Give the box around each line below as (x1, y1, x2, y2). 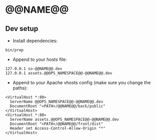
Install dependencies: (12, 38, 58, 44)
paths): (12, 85, 28, 91)
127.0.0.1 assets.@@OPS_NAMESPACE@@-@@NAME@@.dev (5, 71, 113, 76)
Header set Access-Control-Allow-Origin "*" (10, 126, 106, 131)
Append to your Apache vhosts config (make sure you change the (12, 80, 151, 85)
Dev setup (5, 24, 39, 33)
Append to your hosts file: (12, 56, 67, 62)
